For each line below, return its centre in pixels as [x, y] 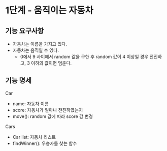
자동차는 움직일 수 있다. [36, 50]
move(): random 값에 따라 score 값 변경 [53, 116]
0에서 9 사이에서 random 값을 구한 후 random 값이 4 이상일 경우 [84, 57]
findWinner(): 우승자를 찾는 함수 [45, 143]
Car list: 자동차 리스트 [34, 137]
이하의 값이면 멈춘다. [52, 63]
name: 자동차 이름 [31, 103]
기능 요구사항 [25, 31]
